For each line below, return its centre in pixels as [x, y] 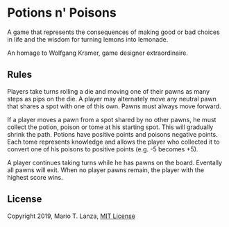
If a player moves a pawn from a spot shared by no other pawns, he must [112, 119]
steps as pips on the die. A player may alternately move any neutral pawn [112, 99]
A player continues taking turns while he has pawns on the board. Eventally [115, 162]
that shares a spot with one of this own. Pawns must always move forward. [114, 106]
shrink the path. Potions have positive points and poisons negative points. [112, 134]
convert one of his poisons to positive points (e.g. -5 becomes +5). [103, 149]
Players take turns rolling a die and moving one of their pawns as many [109, 91]
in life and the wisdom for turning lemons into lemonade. [88, 39]
